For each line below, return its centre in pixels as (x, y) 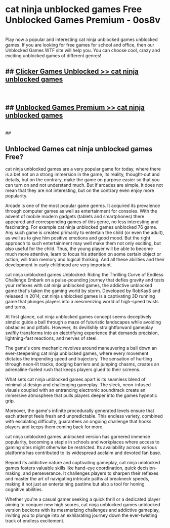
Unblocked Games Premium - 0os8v (83, 20)
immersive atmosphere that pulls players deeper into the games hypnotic (81, 395)
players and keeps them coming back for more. (54, 427)
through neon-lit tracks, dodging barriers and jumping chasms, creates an (82, 364)
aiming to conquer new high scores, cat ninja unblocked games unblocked (83, 505)
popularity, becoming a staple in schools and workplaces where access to (82, 442)
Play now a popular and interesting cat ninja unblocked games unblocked (81, 39)
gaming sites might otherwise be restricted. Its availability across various (81, 448)
